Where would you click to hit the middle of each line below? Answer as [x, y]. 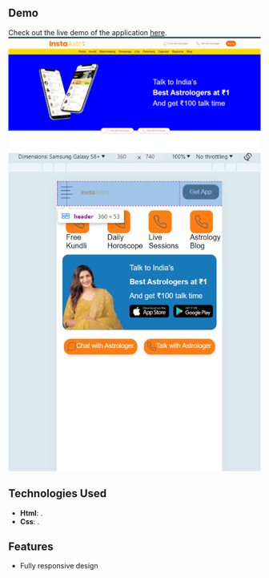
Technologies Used [57, 493]
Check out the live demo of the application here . [88, 32]
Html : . [31, 513]
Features [31, 546]
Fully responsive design [59, 566]
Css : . [30, 521]
